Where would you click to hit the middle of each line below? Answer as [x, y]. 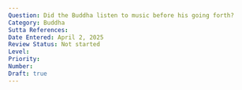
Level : [19, 52]
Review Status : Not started [54, 45]
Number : [21, 67]
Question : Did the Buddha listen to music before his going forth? [121, 15]
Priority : [24, 59]
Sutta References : [38, 30]
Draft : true [28, 74]
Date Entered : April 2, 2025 [56, 37]
